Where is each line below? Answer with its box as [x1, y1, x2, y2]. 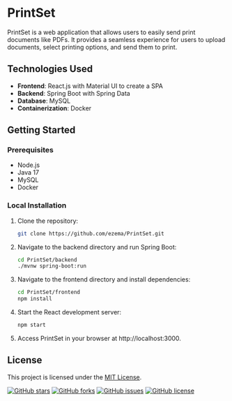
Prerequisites [7, 145, 54, 155]
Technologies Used [7, 63, 93, 75]
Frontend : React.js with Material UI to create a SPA [17, 82, 164, 90]
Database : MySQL [17, 96, 71, 105]
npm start [17, 321, 47, 329]
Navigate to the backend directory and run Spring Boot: [17, 242, 177, 251]
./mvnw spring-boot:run [17, 263, 87, 270]
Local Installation [7, 200, 67, 210]
